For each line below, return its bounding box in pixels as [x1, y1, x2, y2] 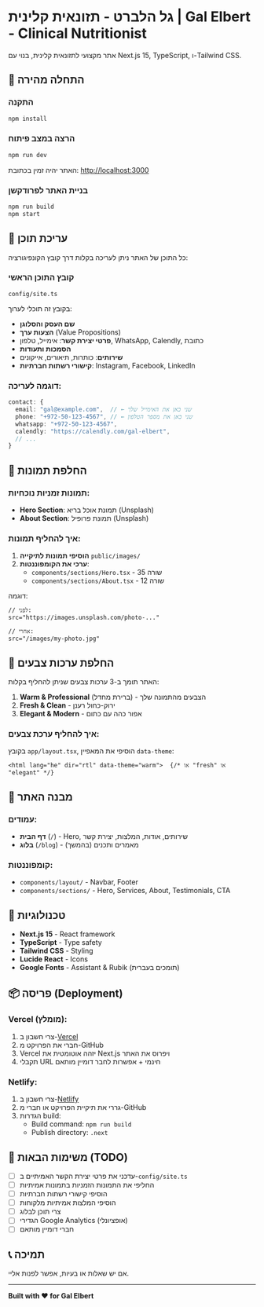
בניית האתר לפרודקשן [8, 185, 89, 196]
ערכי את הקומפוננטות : [19, 559, 90, 569]
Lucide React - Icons [19, 954, 89, 964]
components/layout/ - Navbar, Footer [19, 877, 139, 887]
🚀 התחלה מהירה [8, 73, 85, 86]
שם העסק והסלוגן [19, 319, 75, 328]
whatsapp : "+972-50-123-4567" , [15, 420, 118, 428]
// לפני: [8, 606, 32, 614]
